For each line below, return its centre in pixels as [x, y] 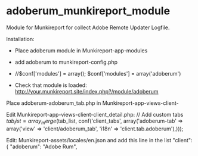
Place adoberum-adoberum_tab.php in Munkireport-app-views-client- [92, 103]
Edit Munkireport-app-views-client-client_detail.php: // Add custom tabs [95, 114]
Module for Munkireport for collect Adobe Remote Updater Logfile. [88, 27]
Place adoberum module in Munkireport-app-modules [81, 50]
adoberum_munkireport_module [88, 11]
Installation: [20, 39]
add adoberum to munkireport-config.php [66, 62]
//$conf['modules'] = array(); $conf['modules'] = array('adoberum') [98, 73]
